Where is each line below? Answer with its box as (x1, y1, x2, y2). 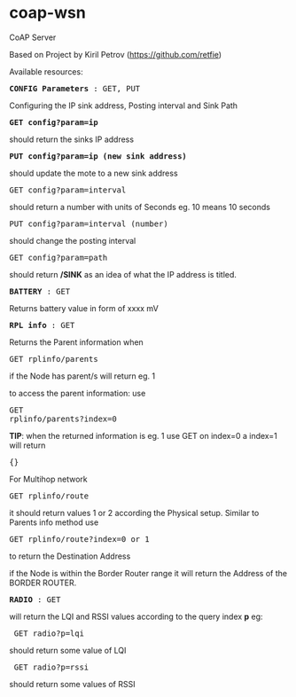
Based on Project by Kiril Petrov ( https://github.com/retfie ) (9, 49, 222, 59)
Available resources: (9, 66, 83, 77)
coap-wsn (9, 3, 86, 23)
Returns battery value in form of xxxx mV (9, 302, 160, 313)
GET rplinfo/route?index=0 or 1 (9, 534, 150, 544)
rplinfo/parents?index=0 (9, 413, 117, 424)
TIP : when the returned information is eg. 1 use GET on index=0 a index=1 (9, 430, 277, 441)
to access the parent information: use (9, 388, 146, 398)
